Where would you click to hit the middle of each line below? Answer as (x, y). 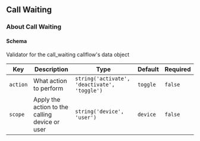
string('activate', (103, 78)
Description (51, 69)
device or (47, 122)
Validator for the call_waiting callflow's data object (68, 54)
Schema (17, 41)
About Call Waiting (34, 27)
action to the (51, 107)
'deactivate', (95, 84)
